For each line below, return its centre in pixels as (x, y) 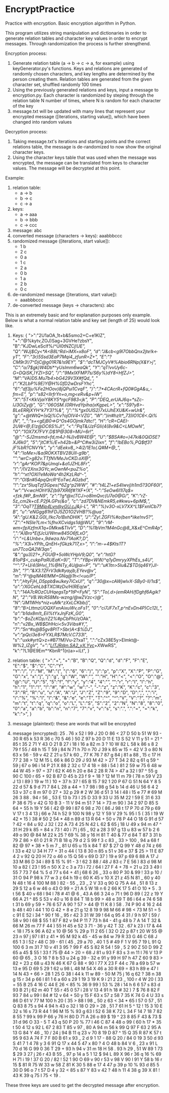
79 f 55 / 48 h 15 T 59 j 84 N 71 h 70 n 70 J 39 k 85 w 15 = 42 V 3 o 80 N (87, 749)
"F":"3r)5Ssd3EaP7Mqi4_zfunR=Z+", (60, 357)
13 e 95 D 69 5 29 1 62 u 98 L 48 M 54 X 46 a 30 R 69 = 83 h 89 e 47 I (85, 968)
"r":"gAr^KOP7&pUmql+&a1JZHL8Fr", (51, 463)
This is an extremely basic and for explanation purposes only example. (78, 315)
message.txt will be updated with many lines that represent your (79, 111)
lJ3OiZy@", (24, 405)
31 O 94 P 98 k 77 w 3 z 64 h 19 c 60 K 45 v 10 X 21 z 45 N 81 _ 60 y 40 (87, 877)
